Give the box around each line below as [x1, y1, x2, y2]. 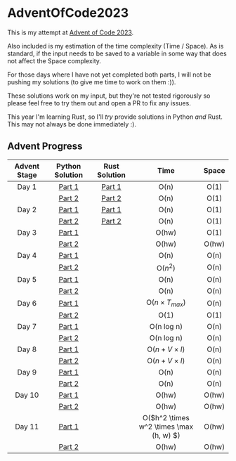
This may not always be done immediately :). [7, 119, 137, 128]
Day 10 [15, 390, 39, 400]
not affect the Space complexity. [7, 56, 102, 65]
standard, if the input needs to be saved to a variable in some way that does [7, 49, 227, 58]
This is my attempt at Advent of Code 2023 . [7, 28, 134, 37]
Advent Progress [7, 141, 83, 152]
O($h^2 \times [143, 413, 190, 423]
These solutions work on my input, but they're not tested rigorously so [7, 91, 211, 100]
